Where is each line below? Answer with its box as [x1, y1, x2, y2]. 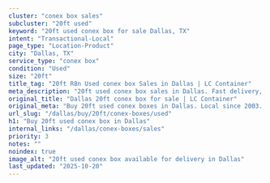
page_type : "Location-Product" [8, 42, 114, 50]
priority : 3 [8, 132, 49, 140]
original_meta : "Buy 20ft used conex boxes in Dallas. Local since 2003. [8, 102, 264, 110]
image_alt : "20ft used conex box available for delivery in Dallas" [8, 155, 245, 163]
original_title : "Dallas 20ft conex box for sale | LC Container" [8, 95, 238, 103]
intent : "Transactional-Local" [8, 34, 114, 43]
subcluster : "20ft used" [8, 19, 92, 28]
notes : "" [8, 139, 42, 148]
